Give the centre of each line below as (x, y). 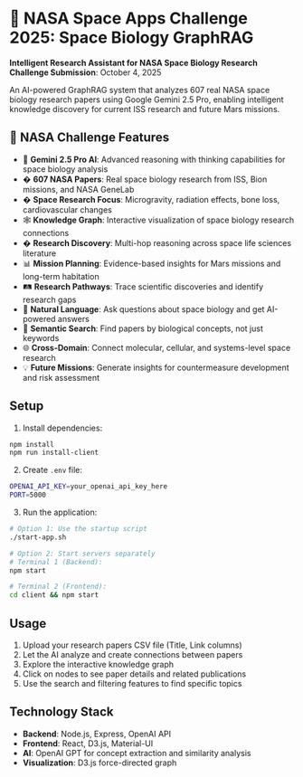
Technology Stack (62, 712)
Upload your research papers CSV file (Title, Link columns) (132, 645)
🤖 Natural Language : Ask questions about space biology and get (143, 309)
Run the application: (60, 512)
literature (39, 253)
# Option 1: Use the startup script (78, 529)
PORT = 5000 (28, 495)
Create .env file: (52, 470)
